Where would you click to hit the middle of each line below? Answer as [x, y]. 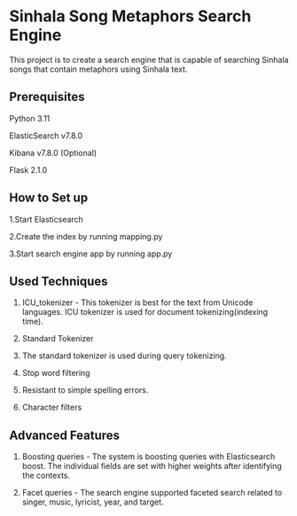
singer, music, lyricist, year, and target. [93, 502]
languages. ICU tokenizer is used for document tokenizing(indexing [145, 312]
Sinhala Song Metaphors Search [130, 16]
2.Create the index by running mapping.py [86, 236]
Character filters [52, 407]
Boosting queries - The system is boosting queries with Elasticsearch [148, 457]
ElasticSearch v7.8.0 [46, 136]
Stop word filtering [56, 373]
